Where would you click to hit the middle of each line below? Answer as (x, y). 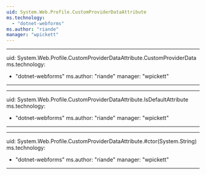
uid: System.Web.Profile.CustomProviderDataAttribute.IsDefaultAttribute (97, 100)
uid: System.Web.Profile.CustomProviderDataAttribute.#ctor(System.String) (102, 141)
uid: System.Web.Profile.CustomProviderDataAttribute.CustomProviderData (101, 58)
